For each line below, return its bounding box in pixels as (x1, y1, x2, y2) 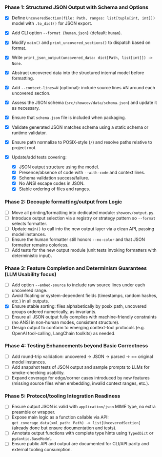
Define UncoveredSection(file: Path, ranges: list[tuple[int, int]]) (11, 15, 156, 21)
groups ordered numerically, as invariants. (11, 309, 97, 315)
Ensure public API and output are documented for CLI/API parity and (11, 441, 149, 447)
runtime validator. (11, 130, 47, 136)
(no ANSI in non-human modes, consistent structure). (11, 319, 120, 325)
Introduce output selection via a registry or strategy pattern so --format (11, 215, 156, 221)
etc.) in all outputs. (11, 298, 49, 304)
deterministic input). (11, 253, 52, 258)
